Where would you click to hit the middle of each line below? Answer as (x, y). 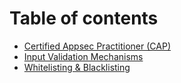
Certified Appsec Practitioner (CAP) (97, 46)
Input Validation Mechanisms (83, 56)
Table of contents (84, 18)
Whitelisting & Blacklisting (77, 67)
